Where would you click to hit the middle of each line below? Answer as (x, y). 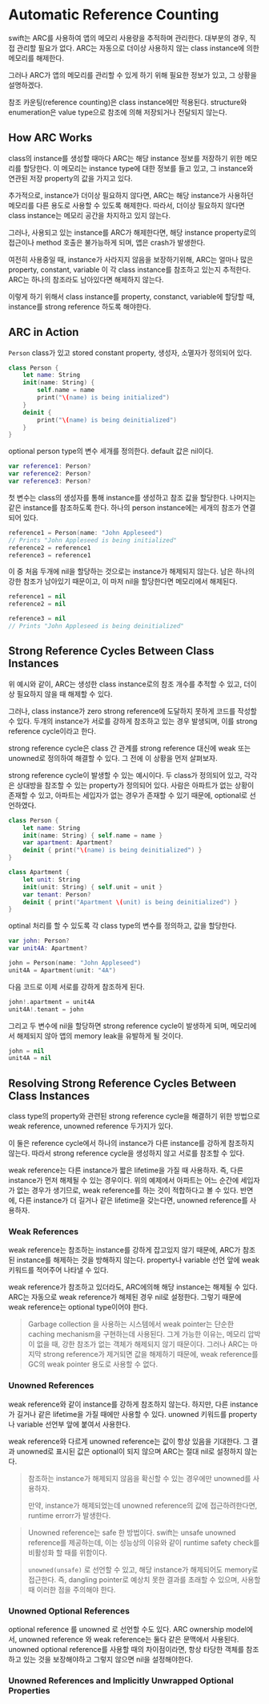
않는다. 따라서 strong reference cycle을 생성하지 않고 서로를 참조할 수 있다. (126, 1153)
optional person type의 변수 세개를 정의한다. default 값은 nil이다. (111, 451)
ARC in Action (44, 332)
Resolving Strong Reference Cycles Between (122, 1083)
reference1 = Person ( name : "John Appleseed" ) (85, 532)
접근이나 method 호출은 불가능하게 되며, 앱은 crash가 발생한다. (107, 242)
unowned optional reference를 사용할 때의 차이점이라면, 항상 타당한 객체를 (126, 1649)
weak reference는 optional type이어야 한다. (78, 1307)
